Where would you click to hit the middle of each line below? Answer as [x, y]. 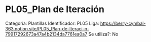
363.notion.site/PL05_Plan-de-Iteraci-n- [47, 28]
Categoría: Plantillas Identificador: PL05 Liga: [52, 23]
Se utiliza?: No [103, 34]
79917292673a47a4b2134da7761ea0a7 [46, 34]
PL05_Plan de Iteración [55, 9]
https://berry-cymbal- [123, 23]
